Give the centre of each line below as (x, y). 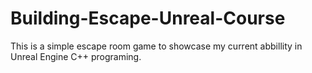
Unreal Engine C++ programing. (76, 56)
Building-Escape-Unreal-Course (148, 18)
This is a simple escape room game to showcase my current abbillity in (156, 46)
